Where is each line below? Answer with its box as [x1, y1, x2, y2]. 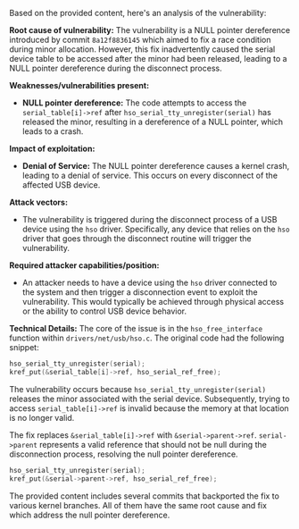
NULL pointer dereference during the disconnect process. [9, 63, 222, 73]
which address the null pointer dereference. [9, 509, 170, 520]
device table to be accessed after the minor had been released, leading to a [9, 54, 287, 63]
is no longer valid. [9, 412, 75, 423]
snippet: [9, 342, 39, 352]
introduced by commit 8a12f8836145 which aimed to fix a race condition [9, 35, 271, 45]
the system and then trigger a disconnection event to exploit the [21, 287, 258, 298]
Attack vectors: [9, 197, 69, 207]
